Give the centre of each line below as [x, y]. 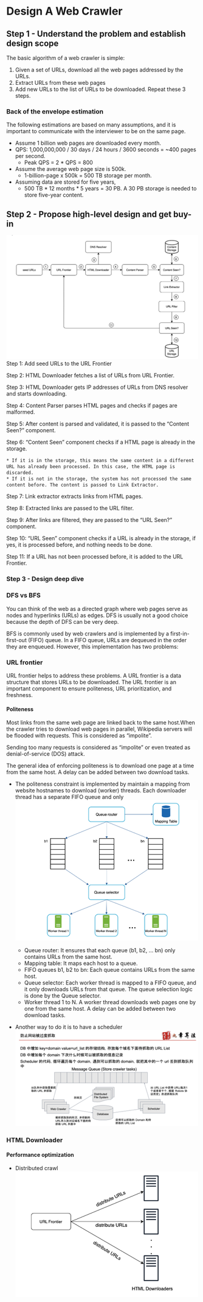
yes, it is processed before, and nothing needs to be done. [80, 545]
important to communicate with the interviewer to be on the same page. [96, 131]
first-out [17, 640]
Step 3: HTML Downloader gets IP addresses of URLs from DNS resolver [97, 387]
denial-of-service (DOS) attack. [46, 754]
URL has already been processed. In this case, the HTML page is [91, 467]
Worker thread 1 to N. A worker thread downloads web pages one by [110, 1002]
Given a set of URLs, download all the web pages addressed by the [99, 70]
